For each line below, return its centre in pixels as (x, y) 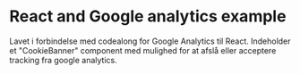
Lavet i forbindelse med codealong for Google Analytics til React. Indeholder (150, 41)
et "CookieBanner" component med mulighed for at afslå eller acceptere (143, 50)
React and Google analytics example (148, 16)
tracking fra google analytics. (64, 60)
